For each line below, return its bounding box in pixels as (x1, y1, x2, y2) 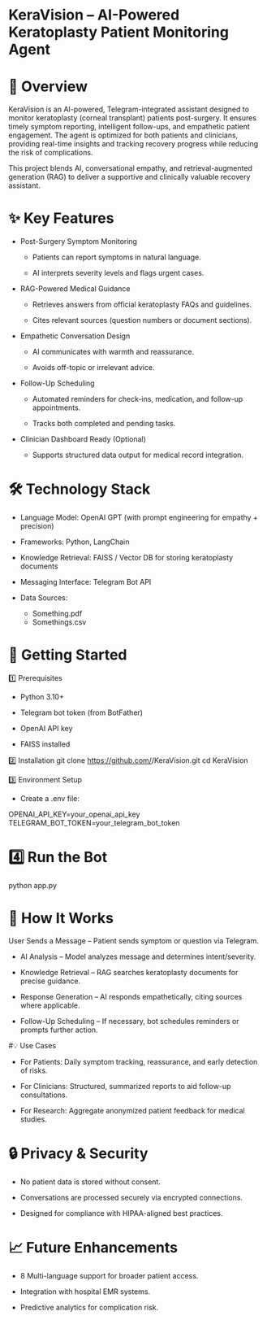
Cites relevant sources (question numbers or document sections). (32, 316, 252, 325)
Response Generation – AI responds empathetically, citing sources (19, 991, 243, 1001)
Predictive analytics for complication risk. (19, 1302, 159, 1312)
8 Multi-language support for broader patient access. (19, 1270, 199, 1280)
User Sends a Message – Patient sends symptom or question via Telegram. (8, 935, 260, 945)
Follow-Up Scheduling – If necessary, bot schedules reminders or (19, 1016, 239, 1026)
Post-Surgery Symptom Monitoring (19, 237, 138, 246)
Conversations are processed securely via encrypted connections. (19, 1192, 243, 1202)
